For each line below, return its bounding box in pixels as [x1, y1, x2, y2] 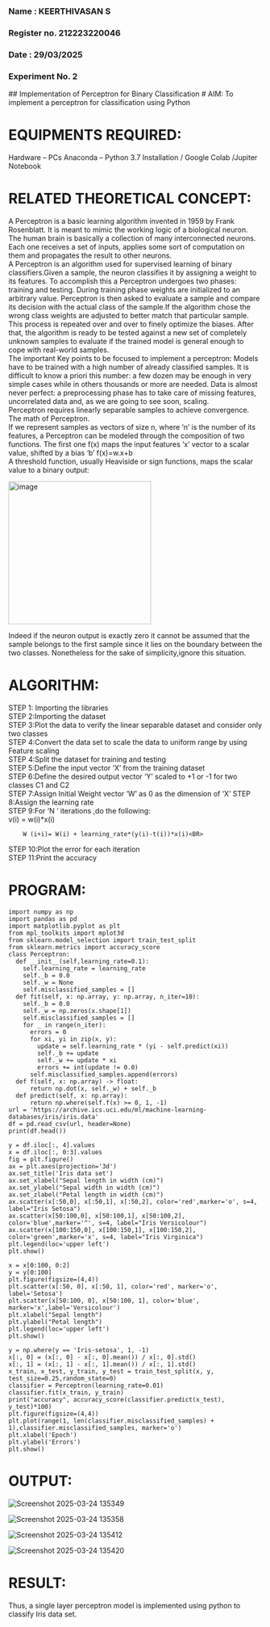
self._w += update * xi [37, 1056, 117, 1064]
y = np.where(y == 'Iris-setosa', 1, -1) [8, 1346, 150, 1354]
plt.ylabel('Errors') [8, 1438, 81, 1446]
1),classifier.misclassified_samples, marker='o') [8, 1423, 182, 1432]
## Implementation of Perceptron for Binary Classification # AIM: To [8, 89, 234, 99]
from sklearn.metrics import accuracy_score [8, 943, 160, 951]
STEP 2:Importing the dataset [8, 711, 106, 721]
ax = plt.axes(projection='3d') [8, 1162, 117, 1171]
